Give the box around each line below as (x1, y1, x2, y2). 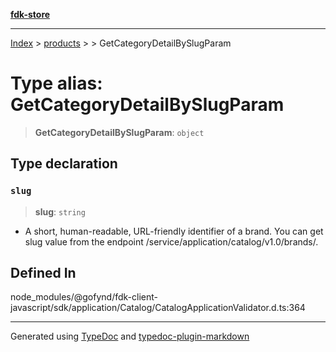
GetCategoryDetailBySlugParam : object (34, 126, 205, 138)
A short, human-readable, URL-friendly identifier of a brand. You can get (24, 225, 324, 237)
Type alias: (10, 72, 103, 95)
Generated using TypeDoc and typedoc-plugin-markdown (10, 330, 250, 343)
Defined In (10, 265, 77, 282)
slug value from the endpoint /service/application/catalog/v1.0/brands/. (24, 235, 319, 248)
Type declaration (10, 155, 118, 173)
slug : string (34, 205, 86, 218)
